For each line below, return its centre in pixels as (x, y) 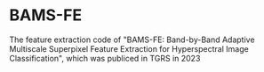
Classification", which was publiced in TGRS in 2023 (105, 58)
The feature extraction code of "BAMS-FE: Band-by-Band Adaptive (132, 40)
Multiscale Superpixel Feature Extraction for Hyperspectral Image (129, 48)
